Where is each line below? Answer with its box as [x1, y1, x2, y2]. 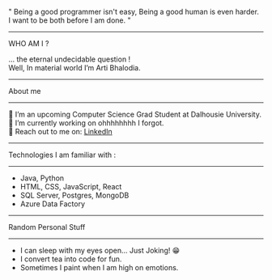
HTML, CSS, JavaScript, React [19, 182, 122, 191]
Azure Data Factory [19, 199, 85, 209]
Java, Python [19, 173, 65, 183]
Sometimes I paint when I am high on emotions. [19, 263, 179, 272]
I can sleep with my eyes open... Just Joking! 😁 [19, 246, 181, 255]
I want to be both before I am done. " [8, 15, 131, 25]
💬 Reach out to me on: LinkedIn [8, 127, 113, 136]
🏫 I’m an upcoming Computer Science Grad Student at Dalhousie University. [8, 109, 261, 119]
